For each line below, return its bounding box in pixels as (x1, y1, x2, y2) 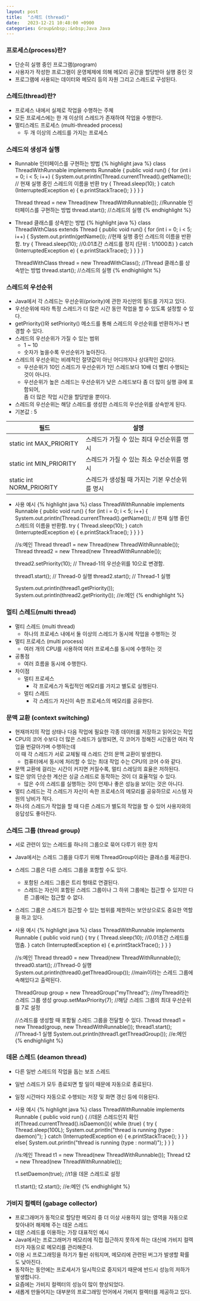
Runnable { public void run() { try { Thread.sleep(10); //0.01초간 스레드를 (14, 934, 189, 941)
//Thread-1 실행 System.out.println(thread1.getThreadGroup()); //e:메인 (14, 1031, 187, 1038)
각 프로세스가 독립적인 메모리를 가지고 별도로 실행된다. (32, 682, 159, 690)
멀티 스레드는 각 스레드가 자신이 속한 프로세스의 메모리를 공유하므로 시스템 (14, 788, 187, 795)
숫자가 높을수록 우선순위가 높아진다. (23, 349, 107, 356)
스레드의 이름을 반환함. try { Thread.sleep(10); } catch (14, 522, 143, 529)
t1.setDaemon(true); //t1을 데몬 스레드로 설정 (14, 1170, 120, 1177)
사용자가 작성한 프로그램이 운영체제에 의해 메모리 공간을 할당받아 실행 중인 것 (14, 68, 193, 75)
